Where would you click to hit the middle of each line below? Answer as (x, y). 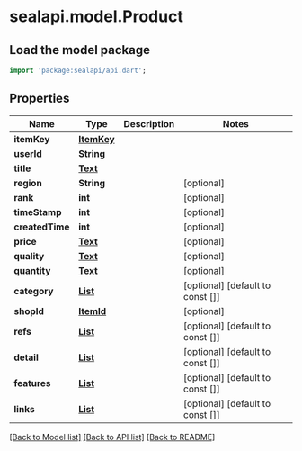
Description (149, 123)
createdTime (42, 227)
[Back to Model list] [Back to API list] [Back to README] (112, 437)
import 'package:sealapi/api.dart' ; (78, 70)
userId (28, 153)
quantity (32, 270)
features (32, 383)
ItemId (92, 311)
